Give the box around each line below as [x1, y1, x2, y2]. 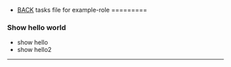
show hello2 [16, 46, 52, 54]
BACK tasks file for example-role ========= [16, 6, 148, 14]
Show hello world [7, 23, 67, 32]
